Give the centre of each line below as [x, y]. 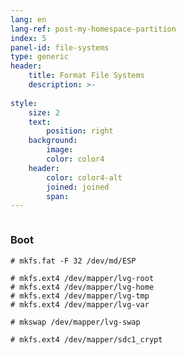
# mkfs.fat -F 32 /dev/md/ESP [73, 261]
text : [40, 122]
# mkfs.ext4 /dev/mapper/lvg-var [80, 304]
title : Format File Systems [86, 76]
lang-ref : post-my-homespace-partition [93, 29]
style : [24, 103]
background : [53, 141]
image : [60, 150]
